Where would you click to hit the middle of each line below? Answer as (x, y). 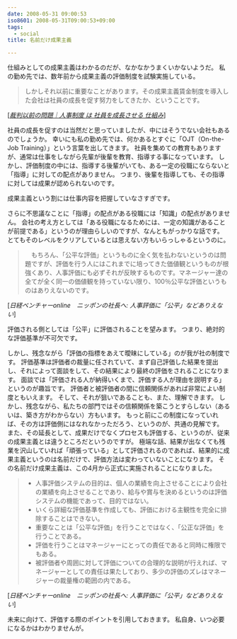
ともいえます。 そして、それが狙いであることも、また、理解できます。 (115, 398)
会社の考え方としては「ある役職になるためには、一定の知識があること (123, 222)
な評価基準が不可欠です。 (44, 338)
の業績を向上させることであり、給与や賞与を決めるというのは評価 (131, 492)
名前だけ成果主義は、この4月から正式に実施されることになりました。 (115, 468)
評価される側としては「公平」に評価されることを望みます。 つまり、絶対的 (116, 329)
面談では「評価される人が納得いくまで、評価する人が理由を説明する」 (123, 380)
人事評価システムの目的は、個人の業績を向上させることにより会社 (131, 483)
